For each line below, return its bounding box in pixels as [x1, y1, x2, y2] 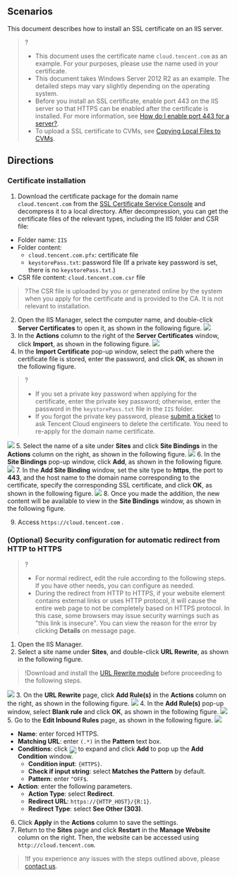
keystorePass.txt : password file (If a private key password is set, [28, 258, 218, 267]
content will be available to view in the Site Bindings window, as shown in [7, 497, 221, 505]
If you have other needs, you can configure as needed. [35, 581, 195, 590]
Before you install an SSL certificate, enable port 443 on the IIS [35, 97, 219, 105]
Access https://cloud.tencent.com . [17, 518, 124, 526]
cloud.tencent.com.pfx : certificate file [28, 250, 139, 259]
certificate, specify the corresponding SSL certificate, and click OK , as [7, 480, 213, 489]
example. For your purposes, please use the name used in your [35, 59, 219, 68]
